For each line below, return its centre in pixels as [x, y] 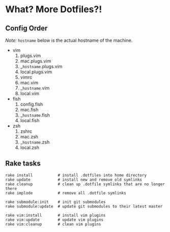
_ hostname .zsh [35, 142]
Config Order [26, 28]
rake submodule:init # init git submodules [55, 202]
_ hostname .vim [35, 88]
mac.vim [29, 83]
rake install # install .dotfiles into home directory [76, 175]
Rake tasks [23, 164]
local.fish [30, 120]
